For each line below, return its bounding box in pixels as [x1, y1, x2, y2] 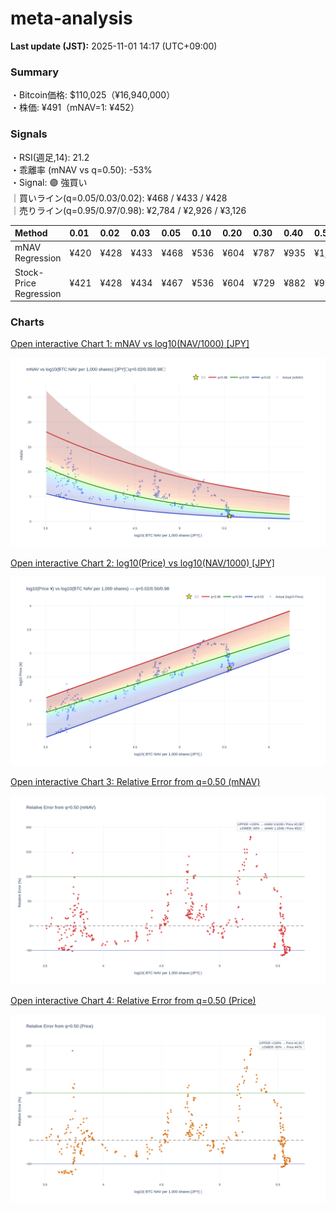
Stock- [14, 266, 45, 278]
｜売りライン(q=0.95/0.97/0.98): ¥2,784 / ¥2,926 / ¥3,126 [10, 204, 247, 216]
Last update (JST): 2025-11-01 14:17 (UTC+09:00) [10, 40, 218, 52]
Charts [10, 315, 45, 329]
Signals [10, 127, 48, 141]
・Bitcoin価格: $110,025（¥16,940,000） [10, 89, 176, 101]
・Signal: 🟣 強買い [10, 176, 88, 188]
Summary [10, 65, 60, 79]
